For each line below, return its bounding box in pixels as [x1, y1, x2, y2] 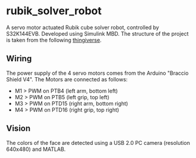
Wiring [6, 53, 32, 64]
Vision [6, 124, 31, 134]
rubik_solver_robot [6, 4, 102, 18]
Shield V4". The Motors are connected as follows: [6, 75, 128, 83]
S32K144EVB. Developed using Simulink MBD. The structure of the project [6, 30, 189, 37]
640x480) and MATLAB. [6, 146, 66, 153]
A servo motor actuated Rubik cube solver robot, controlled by [6, 24, 160, 31]
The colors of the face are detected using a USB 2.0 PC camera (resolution [6, 139, 191, 146]
